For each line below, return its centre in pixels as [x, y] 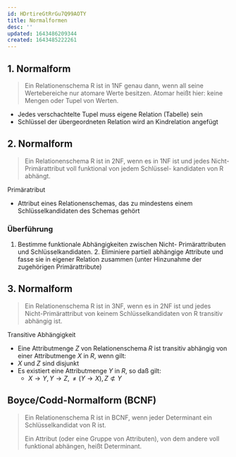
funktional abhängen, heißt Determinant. [83, 446]
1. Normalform [39, 69]
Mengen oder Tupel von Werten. [72, 100]
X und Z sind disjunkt [48, 363]
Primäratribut [26, 189]
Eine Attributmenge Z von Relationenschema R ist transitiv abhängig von [122, 348]
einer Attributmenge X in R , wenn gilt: [72, 355]
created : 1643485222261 [42, 40]
